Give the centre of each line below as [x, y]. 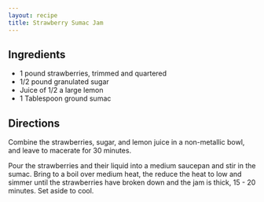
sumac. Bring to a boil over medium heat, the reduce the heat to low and [125, 174]
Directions [34, 123]
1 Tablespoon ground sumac [65, 98]
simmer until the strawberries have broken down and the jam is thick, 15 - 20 [132, 182]
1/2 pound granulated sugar [64, 82]
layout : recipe [33, 15]
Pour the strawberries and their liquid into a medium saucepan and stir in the [132, 166]
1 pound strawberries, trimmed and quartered [93, 73]
